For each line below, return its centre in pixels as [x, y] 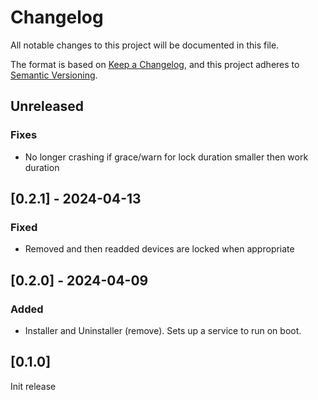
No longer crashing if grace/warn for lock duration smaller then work [166, 157]
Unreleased [47, 106]
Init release [33, 386]
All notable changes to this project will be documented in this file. [145, 45]
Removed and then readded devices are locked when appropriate [159, 249]
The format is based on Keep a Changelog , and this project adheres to [155, 64]
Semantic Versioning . [54, 75]
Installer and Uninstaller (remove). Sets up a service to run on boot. [163, 330]
